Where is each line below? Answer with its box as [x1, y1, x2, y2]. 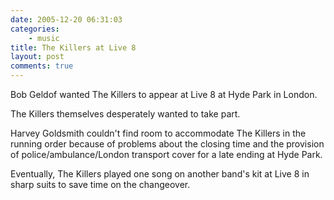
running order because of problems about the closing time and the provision [10, 138, 325, 150]
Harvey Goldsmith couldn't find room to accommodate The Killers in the [10, 127, 307, 139]
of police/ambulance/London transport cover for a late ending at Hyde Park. [10, 149, 323, 160]
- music [28, 33, 60, 43]
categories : [10, 24, 60, 34]
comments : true [10, 61, 74, 71]
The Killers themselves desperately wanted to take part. [10, 108, 241, 120]
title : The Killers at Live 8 [10, 42, 137, 53]
